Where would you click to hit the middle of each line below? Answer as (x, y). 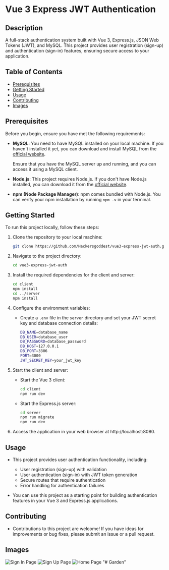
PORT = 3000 (31, 356)
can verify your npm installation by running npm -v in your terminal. (82, 199)
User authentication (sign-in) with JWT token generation (79, 475)
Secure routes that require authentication (63, 480)
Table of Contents (34, 72)
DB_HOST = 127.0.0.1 (39, 347)
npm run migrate (37, 417)
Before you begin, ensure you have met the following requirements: (75, 133)
